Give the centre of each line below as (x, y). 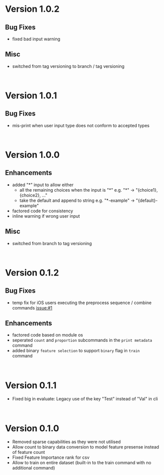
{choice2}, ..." (33, 195)
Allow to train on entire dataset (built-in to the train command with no (82, 463)
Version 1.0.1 (31, 96)
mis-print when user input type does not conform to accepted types (81, 125)
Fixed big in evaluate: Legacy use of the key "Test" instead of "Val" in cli (85, 399)
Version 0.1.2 (32, 272)
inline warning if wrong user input (46, 216)
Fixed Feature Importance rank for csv (51, 457)
